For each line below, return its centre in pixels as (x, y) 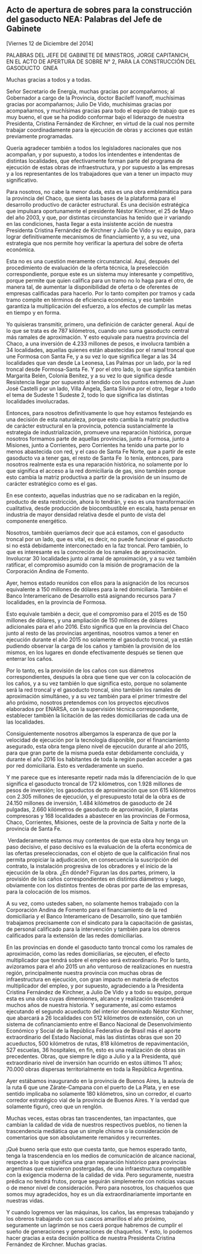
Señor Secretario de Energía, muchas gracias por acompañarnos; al (90, 91)
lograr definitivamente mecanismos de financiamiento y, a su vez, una (93, 236)
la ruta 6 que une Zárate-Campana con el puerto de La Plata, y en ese (93, 1087)
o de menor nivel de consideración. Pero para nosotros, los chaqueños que (100, 1188)
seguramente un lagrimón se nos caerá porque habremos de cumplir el (94, 1225)
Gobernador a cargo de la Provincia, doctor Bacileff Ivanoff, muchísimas (96, 98)
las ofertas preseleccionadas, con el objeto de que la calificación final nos (98, 853)
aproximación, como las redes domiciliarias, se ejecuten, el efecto (88, 953)
